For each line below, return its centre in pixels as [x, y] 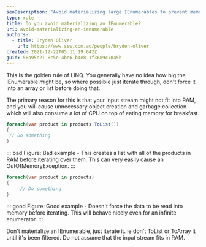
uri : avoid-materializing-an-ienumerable [60, 29]
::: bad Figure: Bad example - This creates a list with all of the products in [99, 153]
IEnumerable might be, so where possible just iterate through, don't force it [101, 82]
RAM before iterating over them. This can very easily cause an [85, 159]
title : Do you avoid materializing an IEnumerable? [74, 23]
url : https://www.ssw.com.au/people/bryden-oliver [83, 47]
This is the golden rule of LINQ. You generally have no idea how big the [96, 75]
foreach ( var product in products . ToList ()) [63, 124]
